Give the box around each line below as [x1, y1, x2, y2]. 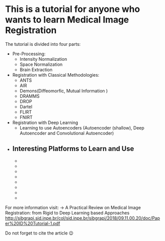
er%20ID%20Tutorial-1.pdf [5, 220, 60, 226]
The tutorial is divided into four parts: [5, 41, 81, 47]
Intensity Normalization [19, 56, 67, 62]
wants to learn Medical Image [5, 14, 129, 25]
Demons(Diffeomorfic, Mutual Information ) [19, 88, 108, 94]
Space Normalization [19, 61, 63, 67]
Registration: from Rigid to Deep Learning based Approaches [5, 210, 130, 216]
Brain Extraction [19, 66, 53, 73]
